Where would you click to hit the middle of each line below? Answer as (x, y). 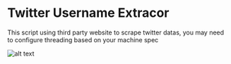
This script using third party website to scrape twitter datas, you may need (116, 32)
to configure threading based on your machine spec (83, 39)
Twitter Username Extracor (88, 13)
